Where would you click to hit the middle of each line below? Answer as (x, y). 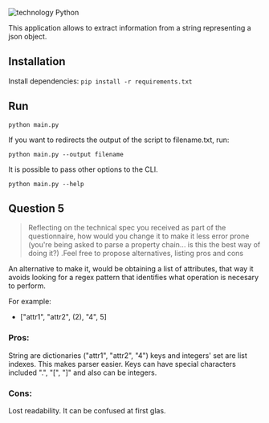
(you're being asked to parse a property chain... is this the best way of (144, 245)
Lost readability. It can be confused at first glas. (87, 411)
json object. (28, 37)
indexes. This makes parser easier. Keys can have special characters (122, 364)
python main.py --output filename (66, 154)
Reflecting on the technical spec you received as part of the (127, 228)
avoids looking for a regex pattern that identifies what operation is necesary (134, 278)
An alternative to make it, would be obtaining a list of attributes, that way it (131, 269)
